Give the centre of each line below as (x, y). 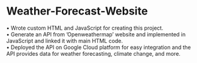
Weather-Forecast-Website (77, 11)
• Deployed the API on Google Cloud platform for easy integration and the (99, 47)
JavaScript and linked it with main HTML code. (65, 41)
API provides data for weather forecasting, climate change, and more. (93, 53)
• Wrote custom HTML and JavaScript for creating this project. (85, 28)
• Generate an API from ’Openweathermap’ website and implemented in (96, 34)
